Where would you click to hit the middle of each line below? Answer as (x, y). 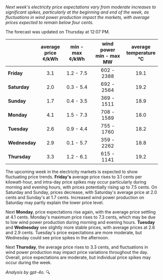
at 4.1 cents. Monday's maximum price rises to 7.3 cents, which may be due (81, 217)
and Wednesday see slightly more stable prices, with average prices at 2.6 (80, 227)
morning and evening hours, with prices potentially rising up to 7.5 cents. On (81, 187)
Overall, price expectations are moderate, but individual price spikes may (78, 257)
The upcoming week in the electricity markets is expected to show (72, 172)
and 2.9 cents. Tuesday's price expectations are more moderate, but (74, 233)
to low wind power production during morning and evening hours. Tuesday (80, 222)
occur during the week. (29, 263)
